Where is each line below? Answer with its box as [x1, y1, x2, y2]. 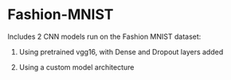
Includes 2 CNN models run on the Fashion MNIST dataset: [7, 32, 202, 41]
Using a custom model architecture [18, 62, 135, 72]
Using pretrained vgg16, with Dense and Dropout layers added [18, 47, 224, 56]
